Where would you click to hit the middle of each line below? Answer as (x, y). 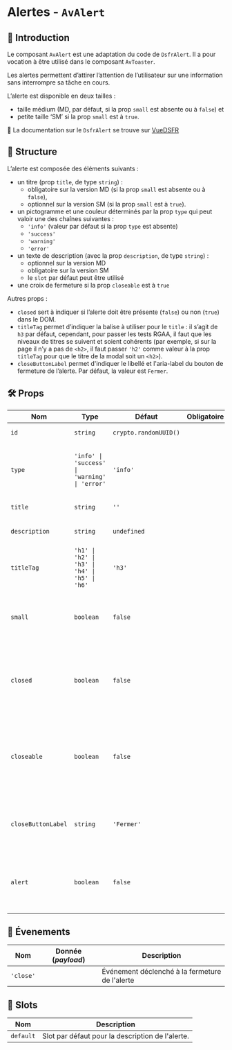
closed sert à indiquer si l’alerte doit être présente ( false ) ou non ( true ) (118, 312)
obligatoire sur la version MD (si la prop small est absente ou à (116, 189)
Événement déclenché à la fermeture (162, 972)
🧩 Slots (22, 1005)
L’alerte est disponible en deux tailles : (61, 96)
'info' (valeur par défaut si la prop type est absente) (103, 226)
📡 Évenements (39, 932)
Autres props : (27, 298)
